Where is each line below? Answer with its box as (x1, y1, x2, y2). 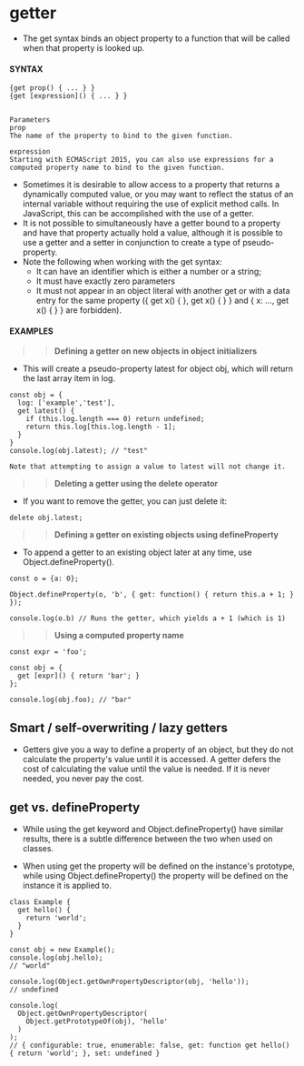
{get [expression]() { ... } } (9, 92, 128, 101)
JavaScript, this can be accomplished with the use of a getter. (22, 208, 254, 219)
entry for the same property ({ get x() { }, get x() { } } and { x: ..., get (35, 295, 289, 307)
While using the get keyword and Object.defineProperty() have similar (22, 823, 284, 834)
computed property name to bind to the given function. (9, 163, 225, 173)
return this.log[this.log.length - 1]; (25, 422, 177, 432)
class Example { (9, 897, 71, 907)
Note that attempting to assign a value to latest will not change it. (9, 462, 286, 471)
